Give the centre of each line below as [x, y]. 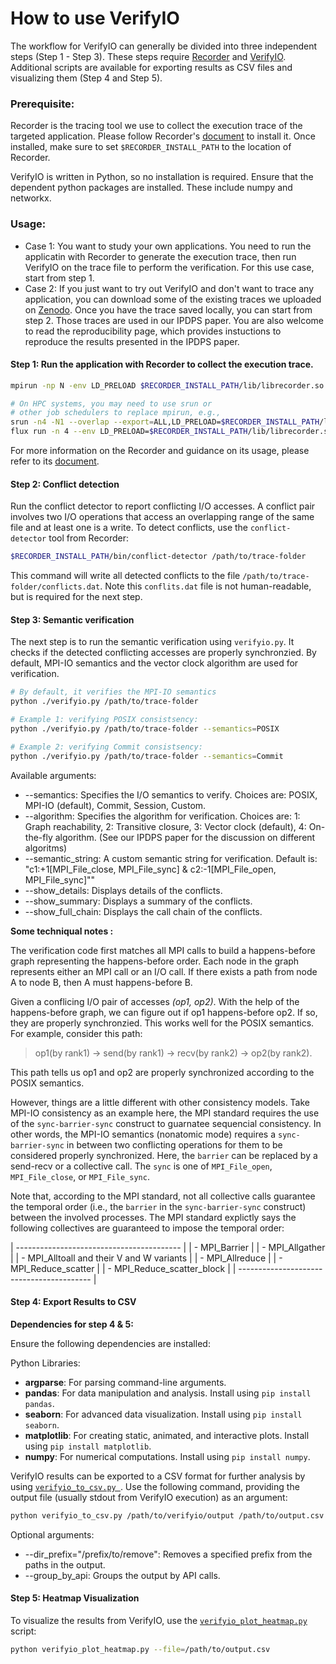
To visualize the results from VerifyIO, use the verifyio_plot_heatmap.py [159, 1620]
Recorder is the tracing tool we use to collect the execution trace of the [156, 126]
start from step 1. [59, 278]
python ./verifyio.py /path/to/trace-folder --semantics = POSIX [145, 729]
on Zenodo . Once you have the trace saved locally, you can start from [168, 309]
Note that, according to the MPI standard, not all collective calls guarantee [163, 1196]
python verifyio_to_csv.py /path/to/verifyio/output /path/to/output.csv [167, 1515]
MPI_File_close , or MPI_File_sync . [80, 1176]
